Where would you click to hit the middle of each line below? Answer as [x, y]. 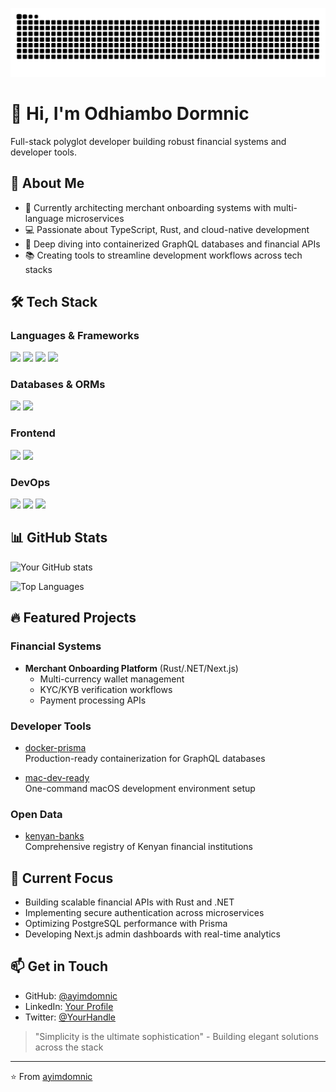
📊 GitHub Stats [59, 538]
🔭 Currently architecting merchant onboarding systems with [148, 207]
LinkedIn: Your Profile [69, 1006]
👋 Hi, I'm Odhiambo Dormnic [130, 113]
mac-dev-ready [57, 777]
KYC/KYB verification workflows [106, 689]
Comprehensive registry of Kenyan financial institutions [139, 847]
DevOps [30, 482]
